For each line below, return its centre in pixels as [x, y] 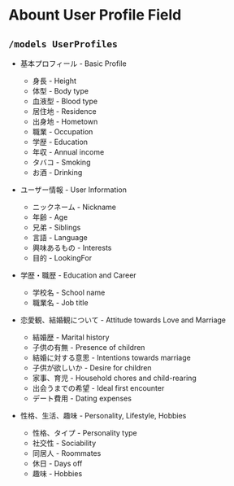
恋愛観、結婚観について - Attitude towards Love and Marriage [123, 320]
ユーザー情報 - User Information [74, 190]
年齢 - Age [50, 217]
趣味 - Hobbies [57, 473]
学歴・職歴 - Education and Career [78, 275]
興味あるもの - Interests [72, 247]
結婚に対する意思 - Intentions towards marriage [111, 357]
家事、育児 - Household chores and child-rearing [114, 378]
